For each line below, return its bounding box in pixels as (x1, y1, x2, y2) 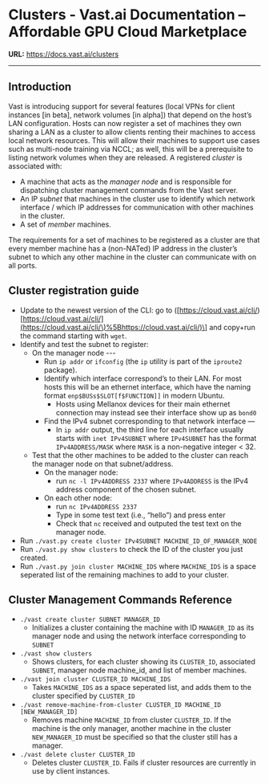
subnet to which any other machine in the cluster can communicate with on (8, 251, 257, 262)
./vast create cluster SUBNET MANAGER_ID (19, 616, 160, 624)
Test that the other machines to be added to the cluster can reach (31, 450, 249, 459)
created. (19, 553, 48, 562)
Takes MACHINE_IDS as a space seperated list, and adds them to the (31, 683, 252, 692)
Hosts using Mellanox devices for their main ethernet (55, 399, 231, 409)
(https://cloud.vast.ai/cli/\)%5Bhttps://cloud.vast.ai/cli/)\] (19, 322, 208, 332)
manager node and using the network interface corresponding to (31, 631, 247, 641)
